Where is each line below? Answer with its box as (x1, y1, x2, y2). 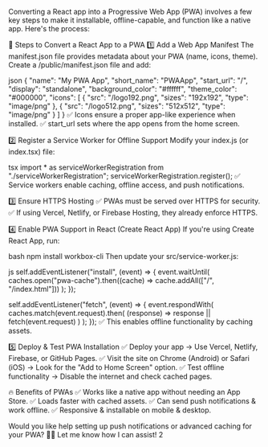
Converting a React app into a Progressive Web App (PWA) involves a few (8, 7, 253, 16)
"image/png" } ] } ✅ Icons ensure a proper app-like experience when (8, 110, 236, 119)
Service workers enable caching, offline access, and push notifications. (8, 180, 245, 190)
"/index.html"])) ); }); (8, 285, 76, 293)
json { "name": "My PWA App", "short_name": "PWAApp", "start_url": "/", (8, 76, 249, 85)
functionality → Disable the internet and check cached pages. (8, 371, 213, 381)
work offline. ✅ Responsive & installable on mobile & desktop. (8, 405, 212, 415)
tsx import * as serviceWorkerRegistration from (8, 162, 164, 172)
